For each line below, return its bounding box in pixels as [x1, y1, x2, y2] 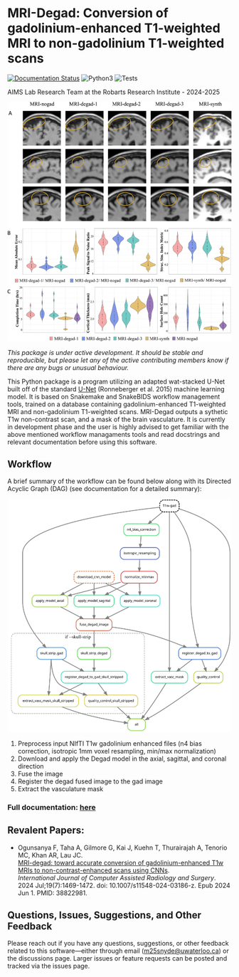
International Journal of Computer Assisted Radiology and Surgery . [17, 873, 216, 882]
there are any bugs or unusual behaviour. [7, 363, 129, 371]
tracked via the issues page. [7, 962, 90, 971]
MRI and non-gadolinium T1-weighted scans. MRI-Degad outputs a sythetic [7, 407, 228, 416]
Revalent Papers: [7, 824, 85, 837]
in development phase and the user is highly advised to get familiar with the [7, 422, 229, 431]
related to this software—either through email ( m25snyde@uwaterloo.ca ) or [7, 946, 230, 955]
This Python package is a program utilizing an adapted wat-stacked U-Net [7, 377, 225, 386]
